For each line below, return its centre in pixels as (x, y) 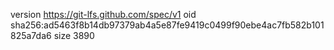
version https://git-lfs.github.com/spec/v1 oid (103, 14)
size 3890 (74, 35)
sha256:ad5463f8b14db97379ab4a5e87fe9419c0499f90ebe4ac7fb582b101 (167, 25)
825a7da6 (31, 35)
